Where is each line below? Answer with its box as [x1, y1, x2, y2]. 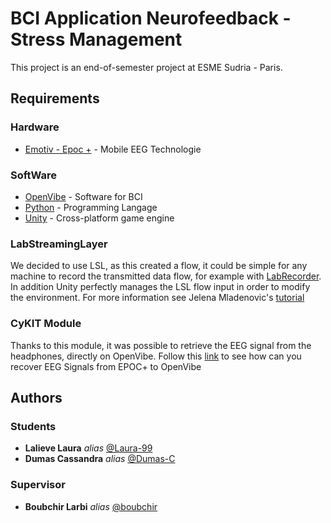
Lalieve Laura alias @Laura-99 [24, 442, 153, 454]
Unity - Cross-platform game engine [24, 212, 175, 224]
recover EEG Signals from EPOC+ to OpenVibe [10, 360, 202, 372]
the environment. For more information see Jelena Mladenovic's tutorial [10, 292, 305, 304]
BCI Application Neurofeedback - [10, 7, 292, 30]
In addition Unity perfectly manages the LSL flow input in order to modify [10, 281, 311, 293]
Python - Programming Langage [24, 201, 158, 213]
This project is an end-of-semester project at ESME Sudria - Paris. [10, 61, 283, 73]
